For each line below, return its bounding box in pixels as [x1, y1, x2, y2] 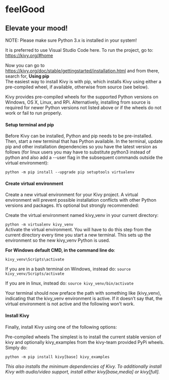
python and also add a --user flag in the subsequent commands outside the [5, 154, 163, 161]
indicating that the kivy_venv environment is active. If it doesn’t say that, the [5, 296, 163, 302]
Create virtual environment [5, 180, 63, 186]
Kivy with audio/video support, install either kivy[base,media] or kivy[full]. [5, 368, 160, 374]
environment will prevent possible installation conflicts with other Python [5, 197, 157, 203]
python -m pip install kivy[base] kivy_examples [5, 354, 110, 359]
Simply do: [5, 344, 28, 351]
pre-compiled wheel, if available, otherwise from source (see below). [5, 84, 149, 90]
